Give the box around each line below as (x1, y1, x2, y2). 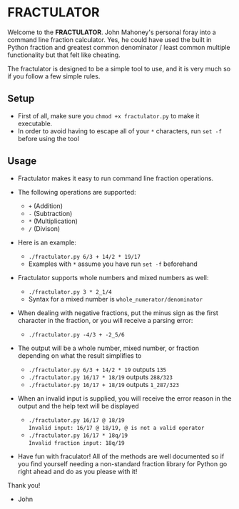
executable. (17, 119, 53, 128)
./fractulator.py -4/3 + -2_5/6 (28, 331, 125, 339)
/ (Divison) (28, 224, 61, 232)
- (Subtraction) (28, 209, 73, 217)
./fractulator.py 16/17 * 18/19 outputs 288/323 (28, 372, 173, 381)
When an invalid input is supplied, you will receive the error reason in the (17, 394, 232, 403)
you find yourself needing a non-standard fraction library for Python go (17, 459, 228, 468)
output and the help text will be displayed (17, 401, 139, 410)
